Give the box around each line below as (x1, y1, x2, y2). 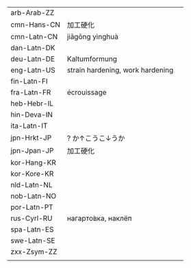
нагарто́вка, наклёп (66, 214, 132, 223)
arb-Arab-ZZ (10, 8, 55, 17)
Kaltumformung (66, 54, 118, 64)
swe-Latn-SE (10, 236, 55, 245)
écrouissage (66, 88, 107, 97)
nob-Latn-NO (10, 191, 57, 201)
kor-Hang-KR (10, 158, 56, 167)
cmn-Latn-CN (10, 32, 58, 41)
